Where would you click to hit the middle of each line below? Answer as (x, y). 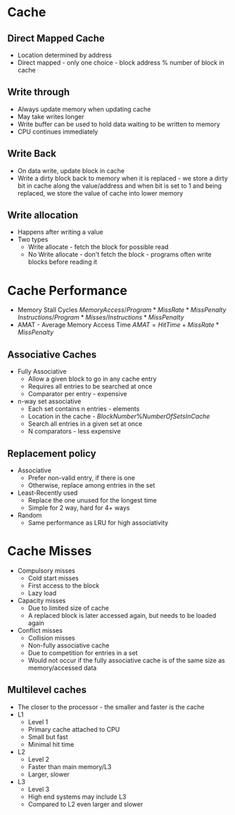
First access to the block (64, 586)
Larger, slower (49, 774)
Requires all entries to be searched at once (90, 386)
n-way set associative (49, 401)
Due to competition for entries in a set (83, 652)
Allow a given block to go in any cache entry (92, 379)
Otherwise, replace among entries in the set (91, 485)
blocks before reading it (62, 262)
